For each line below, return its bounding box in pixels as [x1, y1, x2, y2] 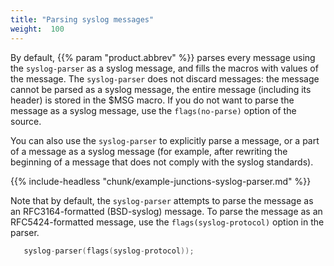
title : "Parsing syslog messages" [10, 14, 155, 25]
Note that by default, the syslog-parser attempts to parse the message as [10, 194, 314, 206]
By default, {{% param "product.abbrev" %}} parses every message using [10, 51, 316, 63]
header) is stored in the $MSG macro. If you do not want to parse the [10, 94, 295, 106]
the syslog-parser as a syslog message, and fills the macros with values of [10, 62, 319, 74]
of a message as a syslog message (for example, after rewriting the [10, 145, 288, 157]
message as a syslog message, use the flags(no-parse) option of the [10, 104, 297, 116]
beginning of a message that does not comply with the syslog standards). [10, 156, 314, 168]
